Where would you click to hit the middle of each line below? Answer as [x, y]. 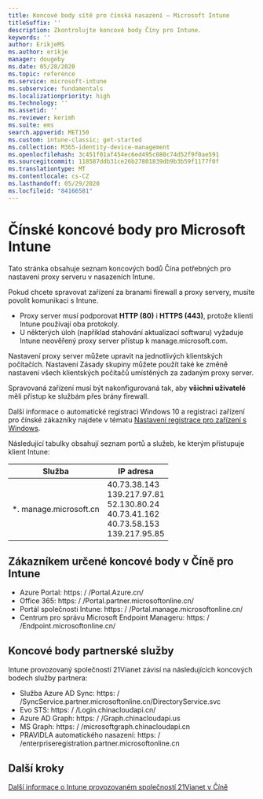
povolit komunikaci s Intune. [53, 300]
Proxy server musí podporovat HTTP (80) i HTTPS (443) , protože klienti [136, 315]
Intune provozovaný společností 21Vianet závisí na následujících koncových [130, 670]
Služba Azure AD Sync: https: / [69, 694]
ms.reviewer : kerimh [42, 118]
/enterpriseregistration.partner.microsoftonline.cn [99, 743]
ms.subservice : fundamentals [56, 88]
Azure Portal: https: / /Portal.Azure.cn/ [81, 593]
